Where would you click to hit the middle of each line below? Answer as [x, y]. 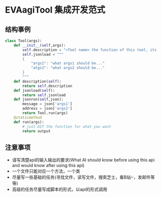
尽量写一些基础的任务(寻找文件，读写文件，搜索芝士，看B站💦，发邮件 [81, 177]
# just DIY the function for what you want [67, 127]
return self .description [47, 86]
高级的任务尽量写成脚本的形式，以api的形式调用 [59, 189]
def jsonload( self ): [34, 90]
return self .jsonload [44, 95]
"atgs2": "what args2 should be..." [68, 68]
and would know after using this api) [48, 165]
